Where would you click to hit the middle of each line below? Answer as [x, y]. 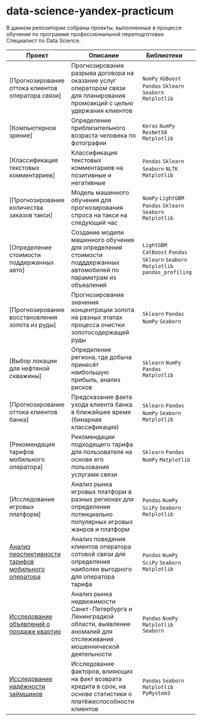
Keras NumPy [159, 126]
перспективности [35, 554]
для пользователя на [102, 452]
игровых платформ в [102, 491]
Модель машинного [100, 192]
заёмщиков [26, 694]
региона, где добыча [102, 357]
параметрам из [94, 277]
